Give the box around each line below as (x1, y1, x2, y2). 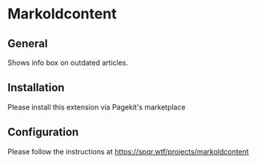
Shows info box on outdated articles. (7, 58, 129, 67)
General (7, 37, 49, 50)
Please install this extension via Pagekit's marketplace (7, 102, 186, 112)
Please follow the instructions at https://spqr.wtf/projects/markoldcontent (7, 146, 249, 156)
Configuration (7, 126, 79, 139)
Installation (7, 81, 65, 94)
